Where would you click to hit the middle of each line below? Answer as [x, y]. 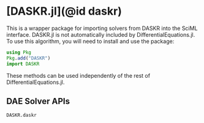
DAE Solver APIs [38, 101]
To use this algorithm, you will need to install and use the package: [90, 41]
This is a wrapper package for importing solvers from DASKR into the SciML [102, 28]
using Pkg [19, 52]
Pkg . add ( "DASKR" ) [28, 58]
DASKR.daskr [21, 115]
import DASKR [23, 64]
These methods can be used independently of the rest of [78, 75]
